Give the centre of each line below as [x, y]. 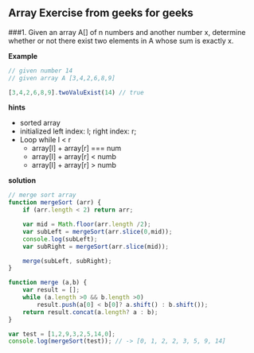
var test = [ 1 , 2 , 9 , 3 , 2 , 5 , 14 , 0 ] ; [62, 334]
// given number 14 [41, 71]
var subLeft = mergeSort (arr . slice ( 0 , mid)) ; [98, 231]
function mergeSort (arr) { [55, 203]
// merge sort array [43, 195]
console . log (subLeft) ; [60, 239]
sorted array [40, 123]
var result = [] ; [51, 290]
